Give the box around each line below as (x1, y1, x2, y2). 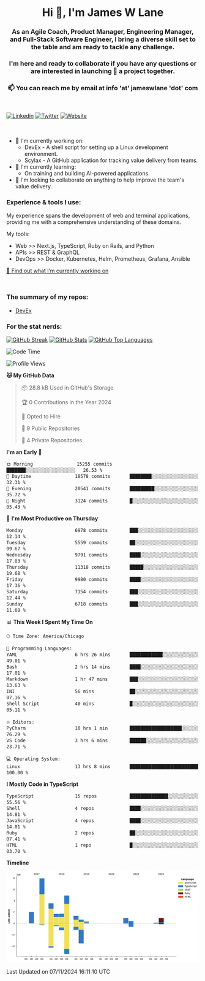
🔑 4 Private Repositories (21, 436, 83, 444)
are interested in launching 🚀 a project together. (30, 67, 176, 75)
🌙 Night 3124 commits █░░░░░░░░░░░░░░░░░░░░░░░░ (6, 498, 199, 504)
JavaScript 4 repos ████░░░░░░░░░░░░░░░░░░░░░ (6, 817, 199, 824)
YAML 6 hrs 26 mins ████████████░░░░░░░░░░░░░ (6, 652, 199, 658)
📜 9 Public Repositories (21, 425, 80, 432)
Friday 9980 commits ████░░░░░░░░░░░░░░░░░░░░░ (6, 576, 199, 582)
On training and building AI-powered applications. (24, 169, 150, 177)
